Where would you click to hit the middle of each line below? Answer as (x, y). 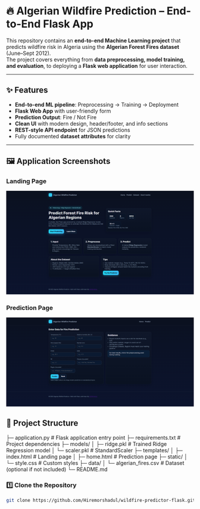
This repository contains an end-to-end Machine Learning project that (93, 41)
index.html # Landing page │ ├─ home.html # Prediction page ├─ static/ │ (97, 457)
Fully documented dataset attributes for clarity (73, 136)
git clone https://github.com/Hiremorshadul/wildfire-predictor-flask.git (101, 501)
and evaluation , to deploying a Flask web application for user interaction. (97, 66)
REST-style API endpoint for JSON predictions (72, 130)
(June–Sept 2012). (29, 53)
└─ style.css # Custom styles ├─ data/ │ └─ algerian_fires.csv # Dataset (95, 463)
